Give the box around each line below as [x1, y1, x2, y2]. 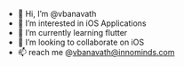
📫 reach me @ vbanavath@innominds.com [17, 47, 175, 57]
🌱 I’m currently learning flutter [17, 28, 128, 37]
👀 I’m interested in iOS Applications [17, 18, 147, 29]
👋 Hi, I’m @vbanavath [17, 9, 97, 19]
